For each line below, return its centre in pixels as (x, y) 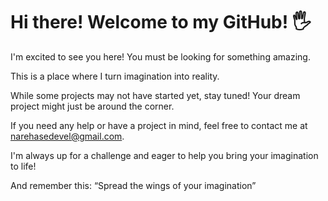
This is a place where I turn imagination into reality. (115, 76)
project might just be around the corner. (92, 106)
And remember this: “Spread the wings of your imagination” (133, 185)
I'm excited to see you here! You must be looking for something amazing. (160, 56)
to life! (23, 166)
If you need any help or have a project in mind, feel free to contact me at (159, 125)
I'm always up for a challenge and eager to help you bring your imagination (164, 155)
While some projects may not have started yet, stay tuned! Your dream (155, 95)
